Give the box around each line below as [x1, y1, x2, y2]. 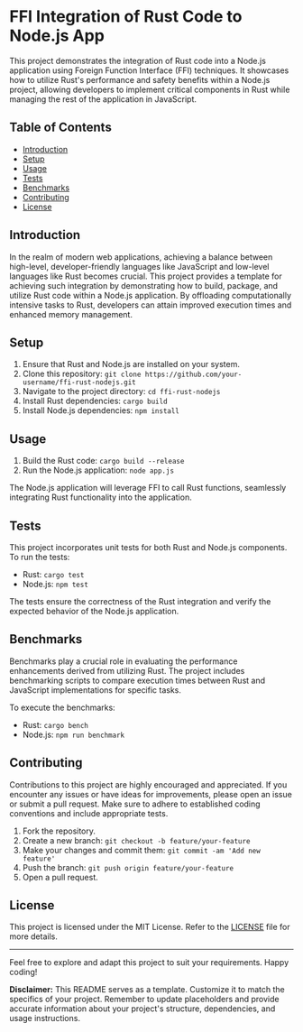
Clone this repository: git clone [22, 368, 142, 380]
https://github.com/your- [144, 370, 243, 380]
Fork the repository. [22, 825, 96, 836]
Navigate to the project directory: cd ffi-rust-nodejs [22, 386, 221, 397]
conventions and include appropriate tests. [9, 807, 169, 818]
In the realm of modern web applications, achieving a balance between [9, 251, 273, 263]
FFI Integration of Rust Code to [9, 6, 243, 27]
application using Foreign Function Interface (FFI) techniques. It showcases [9, 65, 289, 76]
